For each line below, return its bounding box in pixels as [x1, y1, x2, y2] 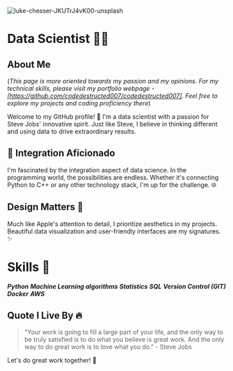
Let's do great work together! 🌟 [7, 356, 97, 365]
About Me [7, 58, 51, 70]
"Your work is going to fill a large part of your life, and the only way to [24, 328, 224, 336]
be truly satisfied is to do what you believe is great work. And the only [24, 336, 225, 344]
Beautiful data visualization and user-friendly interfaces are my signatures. [7, 226, 221, 236]
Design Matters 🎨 [7, 201, 83, 213]
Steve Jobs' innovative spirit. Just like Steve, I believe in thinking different [7, 120, 218, 128]
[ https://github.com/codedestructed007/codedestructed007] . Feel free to [7, 92, 218, 100]
